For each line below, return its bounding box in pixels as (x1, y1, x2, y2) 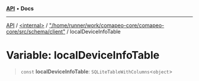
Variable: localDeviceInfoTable (6, 49, 160, 62)
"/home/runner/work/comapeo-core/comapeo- (49, 22, 165, 29)
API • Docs (6, 5, 34, 12)
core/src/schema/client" (6, 28, 66, 35)
